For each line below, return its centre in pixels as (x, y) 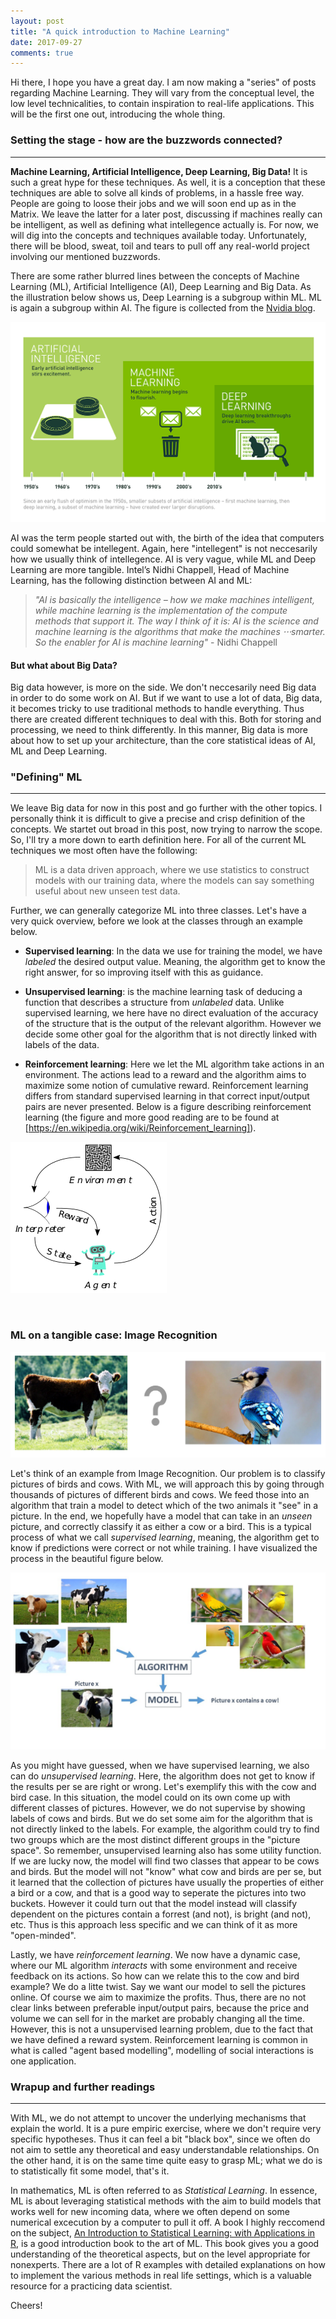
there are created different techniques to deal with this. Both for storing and (166, 719)
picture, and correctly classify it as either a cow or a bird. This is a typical (161, 1526)
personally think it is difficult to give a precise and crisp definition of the (158, 819)
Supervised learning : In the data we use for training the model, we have (173, 951)
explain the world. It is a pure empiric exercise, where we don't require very (166, 2129)
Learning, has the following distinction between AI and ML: (131, 580)
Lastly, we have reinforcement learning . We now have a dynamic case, (155, 1955)
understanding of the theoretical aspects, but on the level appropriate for (160, 2254)
